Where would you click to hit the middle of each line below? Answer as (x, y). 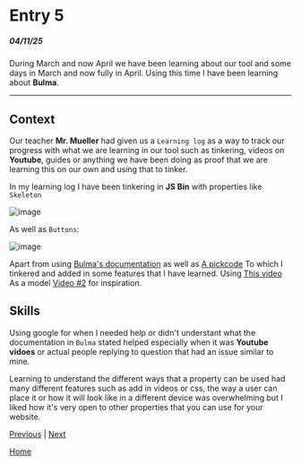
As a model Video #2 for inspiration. (76, 282)
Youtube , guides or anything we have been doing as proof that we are (139, 159)
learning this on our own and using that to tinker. (99, 169)
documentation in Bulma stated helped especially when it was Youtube (139, 342)
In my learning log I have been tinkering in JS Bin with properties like (136, 186)
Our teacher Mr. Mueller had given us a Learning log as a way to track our (147, 141)
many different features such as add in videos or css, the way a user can (143, 388)
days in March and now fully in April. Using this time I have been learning (144, 73)
